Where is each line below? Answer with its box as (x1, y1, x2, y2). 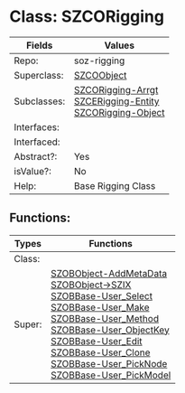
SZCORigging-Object (73, 106, 165, 118)
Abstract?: (14, 150, 58, 163)
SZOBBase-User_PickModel (51, 369, 171, 381)
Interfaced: (14, 136, 60, 148)
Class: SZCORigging (9, 6, 165, 27)
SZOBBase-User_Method (51, 312, 160, 324)
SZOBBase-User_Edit (51, 334, 143, 347)
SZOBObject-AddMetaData (51, 267, 168, 279)
